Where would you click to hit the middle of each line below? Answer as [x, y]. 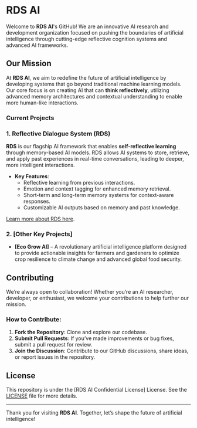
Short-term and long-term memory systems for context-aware [98, 195]
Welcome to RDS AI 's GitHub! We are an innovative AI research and [87, 26]
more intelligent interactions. [40, 165]
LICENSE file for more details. [42, 396]
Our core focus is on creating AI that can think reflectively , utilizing [88, 90]
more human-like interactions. [42, 103]
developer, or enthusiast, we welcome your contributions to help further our [98, 298]
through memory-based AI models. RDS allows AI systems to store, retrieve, [98, 152]
